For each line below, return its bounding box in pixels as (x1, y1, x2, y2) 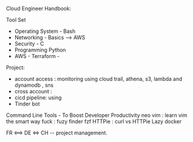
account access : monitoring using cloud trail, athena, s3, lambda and (14, 76, 182, 82)
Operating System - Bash (14, 28, 76, 35)
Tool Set (6, 16, 26, 23)
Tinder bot (14, 100, 40, 107)
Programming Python (14, 46, 66, 53)
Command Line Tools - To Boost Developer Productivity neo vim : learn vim (6, 111, 187, 119)
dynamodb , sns (14, 82, 54, 89)
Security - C (14, 40, 44, 47)
